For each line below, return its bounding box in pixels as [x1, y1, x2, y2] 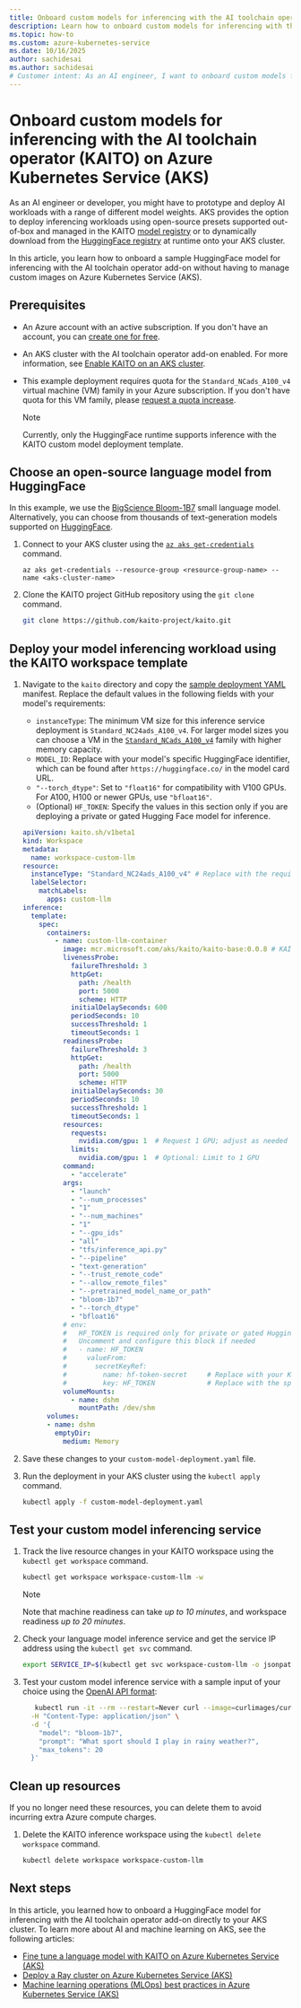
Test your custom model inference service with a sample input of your [21, 1677, 281, 1688]
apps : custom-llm [46, 895, 112, 904]
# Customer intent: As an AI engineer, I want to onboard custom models [9, 72, 287, 81]
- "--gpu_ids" [70, 1228, 124, 1237]
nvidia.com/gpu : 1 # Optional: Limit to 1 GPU [79, 1154, 260, 1163]
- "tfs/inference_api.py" [70, 1244, 168, 1254]
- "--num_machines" [70, 1212, 143, 1221]
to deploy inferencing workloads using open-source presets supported [9, 216, 271, 227]
